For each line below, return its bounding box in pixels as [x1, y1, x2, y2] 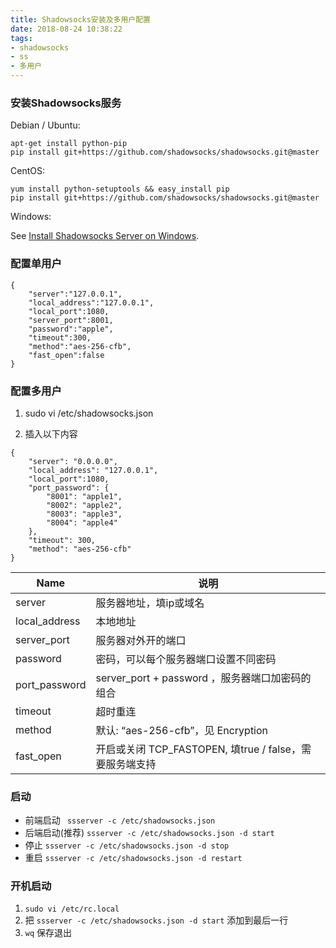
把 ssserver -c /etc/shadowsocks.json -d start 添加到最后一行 [24, 914, 289, 926]
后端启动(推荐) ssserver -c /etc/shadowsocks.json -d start [24, 827, 275, 839]
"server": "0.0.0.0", [28, 456, 118, 466]
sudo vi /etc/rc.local [24, 904, 120, 915]
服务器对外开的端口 [95, 633, 187, 647]
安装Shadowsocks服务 [10, 96, 122, 110]
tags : [10, 33, 33, 43]
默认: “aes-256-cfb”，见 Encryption [95, 723, 269, 737]
